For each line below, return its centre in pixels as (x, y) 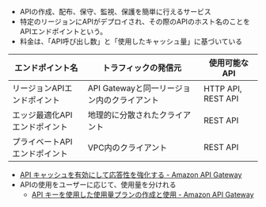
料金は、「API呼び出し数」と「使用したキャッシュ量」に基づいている (131, 41)
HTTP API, (223, 88)
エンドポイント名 (46, 68)
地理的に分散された (123, 115)
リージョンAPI (38, 88)
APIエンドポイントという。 (63, 31)
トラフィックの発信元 (142, 68)
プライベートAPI (42, 142)
